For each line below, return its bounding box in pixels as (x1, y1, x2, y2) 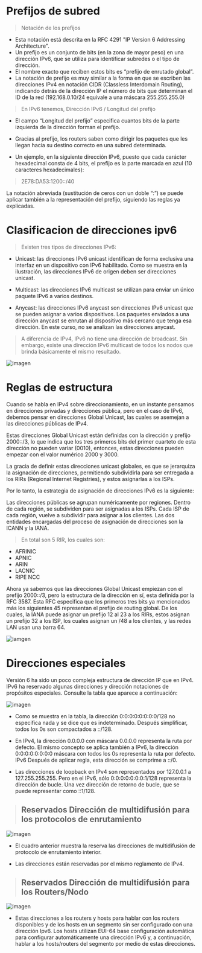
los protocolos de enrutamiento (21, 814, 142, 824)
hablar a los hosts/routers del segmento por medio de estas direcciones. (14, 940, 196, 948)
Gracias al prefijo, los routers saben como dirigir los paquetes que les (14, 135, 188, 142)
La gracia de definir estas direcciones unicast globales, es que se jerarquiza (6, 462, 195, 470)
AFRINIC (14, 547, 37, 555)
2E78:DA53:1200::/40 (21, 177, 75, 185)
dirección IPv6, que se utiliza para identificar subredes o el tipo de (14, 55, 180, 62)
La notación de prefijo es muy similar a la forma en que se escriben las (14, 74, 191, 81)
